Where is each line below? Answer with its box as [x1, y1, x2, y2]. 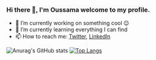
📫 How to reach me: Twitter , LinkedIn [15, 33, 111, 40]
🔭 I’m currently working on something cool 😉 [15, 20, 130, 27]
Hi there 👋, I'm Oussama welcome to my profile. [6, 6, 150, 14]
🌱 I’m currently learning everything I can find [15, 26, 128, 33]
